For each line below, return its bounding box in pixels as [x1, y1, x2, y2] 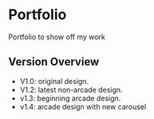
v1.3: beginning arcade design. [19, 93, 121, 103]
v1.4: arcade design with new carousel [19, 101, 147, 111]
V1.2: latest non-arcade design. [19, 85, 123, 94]
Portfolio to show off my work [8, 32, 106, 42]
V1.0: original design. [19, 76, 89, 85]
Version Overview [8, 55, 100, 69]
